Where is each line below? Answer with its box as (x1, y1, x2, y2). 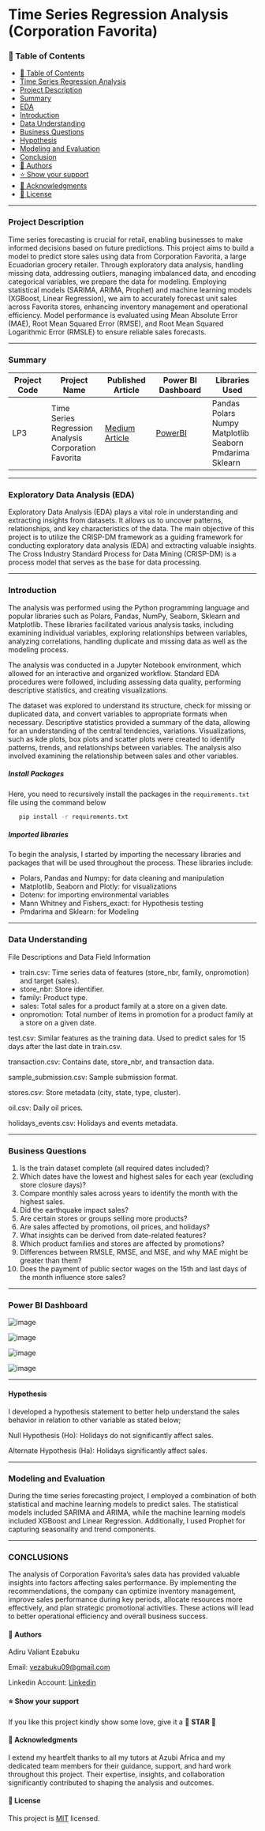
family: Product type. (19, 992, 88, 1002)
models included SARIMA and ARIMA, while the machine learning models (8, 1508, 246, 1517)
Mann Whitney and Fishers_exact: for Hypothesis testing (19, 899, 203, 908)
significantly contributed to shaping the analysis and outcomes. (8, 1777, 215, 1788)
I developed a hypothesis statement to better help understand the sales (8, 1406, 241, 1416)
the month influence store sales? (19, 1273, 126, 1282)
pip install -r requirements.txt (18, 813, 129, 821)
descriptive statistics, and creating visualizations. (8, 685, 168, 695)
